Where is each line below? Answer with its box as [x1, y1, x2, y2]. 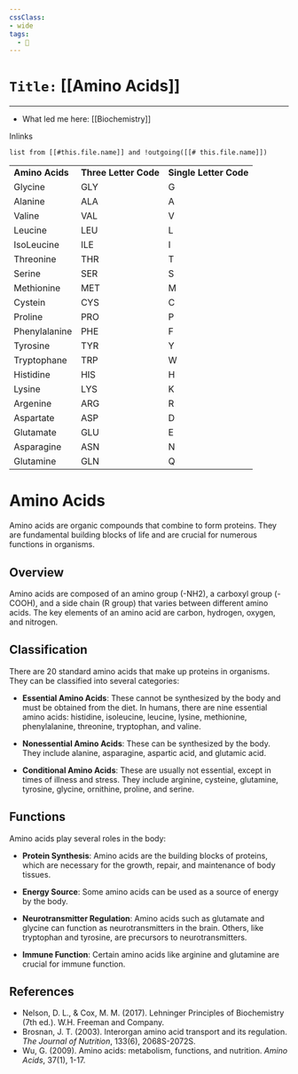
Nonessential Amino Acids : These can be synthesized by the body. [21, 738, 271, 749]
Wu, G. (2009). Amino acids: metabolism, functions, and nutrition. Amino [21, 1046, 288, 1056]
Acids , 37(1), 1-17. [21, 1054, 86, 1066]
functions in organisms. [9, 539, 95, 550]
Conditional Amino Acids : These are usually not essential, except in [21, 765, 272, 776]
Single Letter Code [168, 166, 249, 179]
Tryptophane [13, 354, 68, 367]
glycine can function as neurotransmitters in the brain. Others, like [21, 922, 264, 933]
